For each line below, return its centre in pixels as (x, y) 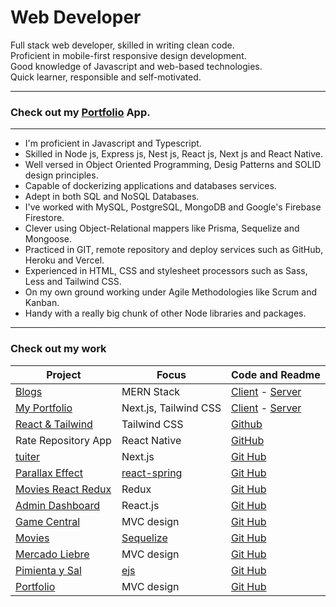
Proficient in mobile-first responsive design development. (128, 55)
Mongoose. (48, 239)
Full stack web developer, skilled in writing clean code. (122, 45)
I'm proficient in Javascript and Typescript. (113, 143)
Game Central (48, 521)
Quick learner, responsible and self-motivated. (106, 77)
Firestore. (44, 218)
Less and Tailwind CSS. (73, 282)
